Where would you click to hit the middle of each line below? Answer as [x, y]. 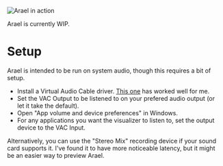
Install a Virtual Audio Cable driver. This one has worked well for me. [113, 91]
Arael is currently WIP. [39, 24]
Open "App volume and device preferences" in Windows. [97, 112]
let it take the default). [48, 106]
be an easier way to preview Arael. [56, 155]
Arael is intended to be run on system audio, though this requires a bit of [109, 70]
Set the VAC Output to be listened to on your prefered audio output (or [116, 98]
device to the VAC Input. [51, 128]
